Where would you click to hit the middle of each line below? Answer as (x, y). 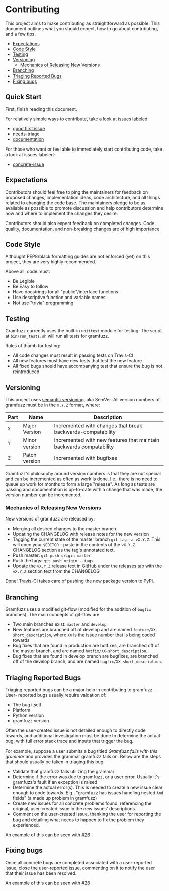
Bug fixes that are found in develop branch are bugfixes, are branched (85, 656)
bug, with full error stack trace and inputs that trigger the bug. (69, 741)
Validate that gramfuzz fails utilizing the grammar (63, 771)
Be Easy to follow (30, 287)
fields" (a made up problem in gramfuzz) (55, 798)
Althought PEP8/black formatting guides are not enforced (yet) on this (78, 256)
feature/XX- (146, 630)
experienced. (26, 825)
